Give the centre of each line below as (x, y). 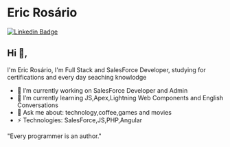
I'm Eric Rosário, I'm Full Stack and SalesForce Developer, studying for (106, 69)
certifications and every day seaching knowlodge (77, 77)
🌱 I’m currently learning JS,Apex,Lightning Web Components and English (120, 98)
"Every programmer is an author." (54, 136)
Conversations (37, 105)
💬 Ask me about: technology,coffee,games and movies (94, 112)
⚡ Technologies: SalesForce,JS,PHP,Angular (80, 120)
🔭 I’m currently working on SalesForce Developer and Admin (102, 90)
